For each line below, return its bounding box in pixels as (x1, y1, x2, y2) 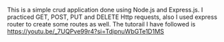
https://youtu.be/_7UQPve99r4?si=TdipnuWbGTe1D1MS (7, 27, 165, 35)
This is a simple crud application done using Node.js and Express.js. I (7, 6, 203, 14)
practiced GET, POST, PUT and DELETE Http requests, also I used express (7, 13, 218, 21)
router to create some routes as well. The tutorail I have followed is (7, 20, 196, 28)
